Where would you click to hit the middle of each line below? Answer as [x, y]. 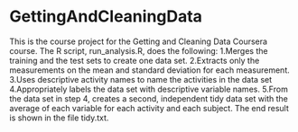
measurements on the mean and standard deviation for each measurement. [150, 70]
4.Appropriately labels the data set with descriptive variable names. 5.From [149, 89]
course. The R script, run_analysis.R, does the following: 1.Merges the [139, 50]
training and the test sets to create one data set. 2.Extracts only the [135, 60]
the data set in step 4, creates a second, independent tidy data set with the [149, 98]
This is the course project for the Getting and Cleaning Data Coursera [139, 41]
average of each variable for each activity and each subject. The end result [149, 108]
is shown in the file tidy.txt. [59, 118]
